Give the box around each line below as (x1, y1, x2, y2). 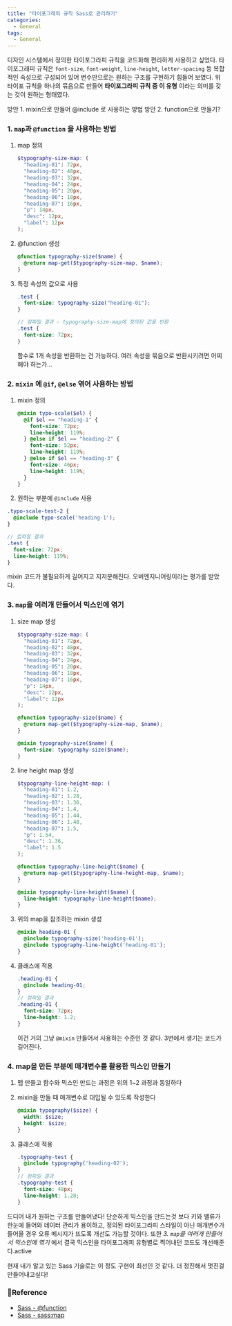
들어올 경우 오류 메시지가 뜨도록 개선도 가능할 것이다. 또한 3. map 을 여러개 (7, 1229, 204, 1237)
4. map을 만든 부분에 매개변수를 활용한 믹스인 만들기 (7, 1061, 171, 1071)
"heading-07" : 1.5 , (23, 825, 80, 832)
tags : (7, 29, 23, 37)
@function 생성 (17, 239, 60, 247)
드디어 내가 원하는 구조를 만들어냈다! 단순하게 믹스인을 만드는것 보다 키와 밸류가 (7, 1212, 221, 1220)
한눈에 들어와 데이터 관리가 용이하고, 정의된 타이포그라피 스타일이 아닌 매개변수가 (7, 1221, 225, 1229)
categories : (7, 17, 41, 24)
